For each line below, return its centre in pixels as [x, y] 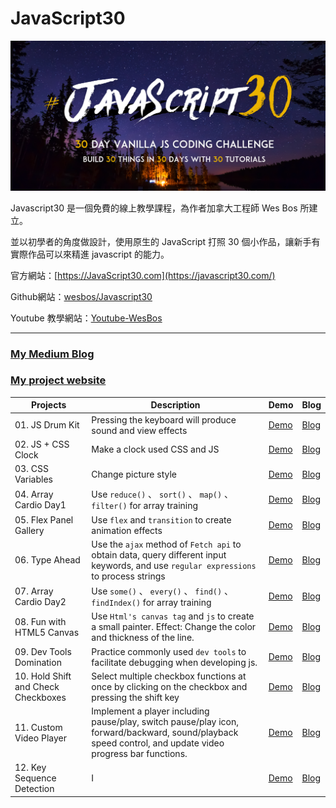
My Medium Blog [52, 354]
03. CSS [31, 469]
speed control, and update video [158, 743]
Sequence [35, 778]
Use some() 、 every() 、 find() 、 [162, 591]
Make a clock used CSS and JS [155, 449]
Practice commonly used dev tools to [169, 651]
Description [175, 405]
